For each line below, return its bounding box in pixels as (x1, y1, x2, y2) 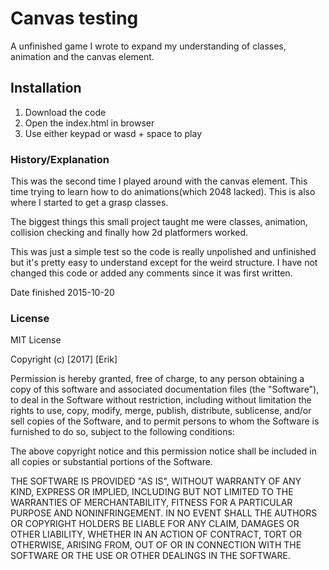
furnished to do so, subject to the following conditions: (10, 426, 235, 438)
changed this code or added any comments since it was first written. (10, 267, 293, 279)
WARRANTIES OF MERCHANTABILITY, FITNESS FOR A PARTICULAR (10, 497, 293, 509)
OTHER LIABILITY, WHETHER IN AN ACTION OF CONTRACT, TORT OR (10, 528, 302, 541)
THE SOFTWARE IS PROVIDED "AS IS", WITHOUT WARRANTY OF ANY (10, 475, 302, 487)
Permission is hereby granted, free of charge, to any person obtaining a (10, 373, 305, 385)
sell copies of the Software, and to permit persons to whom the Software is (10, 415, 320, 427)
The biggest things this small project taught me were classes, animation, (10, 216, 308, 228)
